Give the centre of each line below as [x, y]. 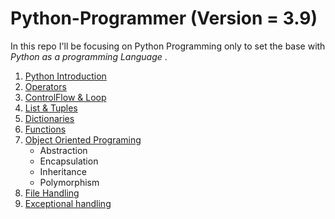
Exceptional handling [68, 203]
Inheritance [63, 171]
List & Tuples [51, 108]
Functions [45, 129]
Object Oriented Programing [83, 139]
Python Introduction [65, 76]
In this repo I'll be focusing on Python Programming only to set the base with [168, 46]
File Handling [52, 193]
